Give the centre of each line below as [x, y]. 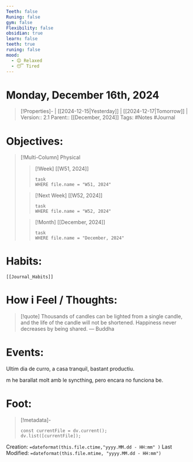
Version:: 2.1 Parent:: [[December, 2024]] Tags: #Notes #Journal [98, 117]
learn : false [22, 39]
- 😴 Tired [25, 66]
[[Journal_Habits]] [30, 277]
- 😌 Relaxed [27, 60]
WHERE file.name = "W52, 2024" [73, 212]
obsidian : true [25, 33]
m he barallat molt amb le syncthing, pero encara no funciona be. [85, 380]
